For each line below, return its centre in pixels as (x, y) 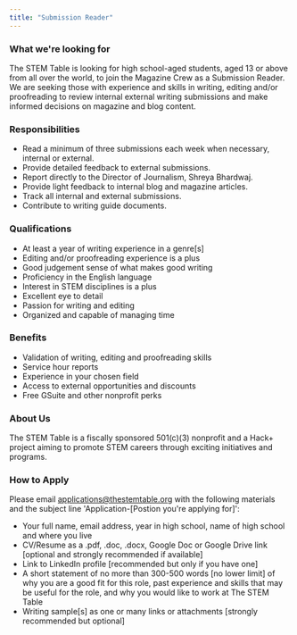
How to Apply (39, 480)
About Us (30, 418)
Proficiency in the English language (87, 277)
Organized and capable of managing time (99, 314)
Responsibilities (45, 129)
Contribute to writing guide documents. (94, 205)
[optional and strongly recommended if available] (112, 555)
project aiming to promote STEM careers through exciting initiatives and (141, 447)
